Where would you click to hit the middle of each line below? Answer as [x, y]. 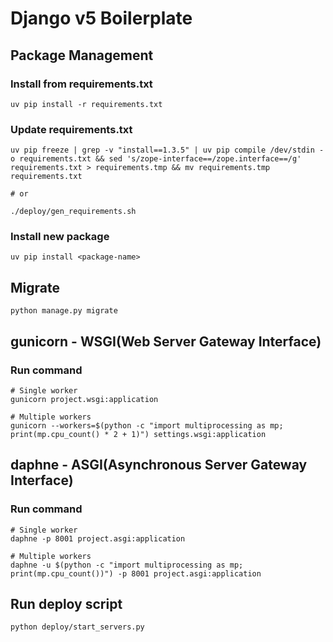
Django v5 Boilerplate [101, 18]
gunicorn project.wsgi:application [84, 399]
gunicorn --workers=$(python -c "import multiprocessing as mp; [147, 425]
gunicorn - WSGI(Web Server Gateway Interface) [166, 341]
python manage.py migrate [64, 311]
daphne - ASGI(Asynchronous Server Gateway [159, 465]
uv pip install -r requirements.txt [86, 104]
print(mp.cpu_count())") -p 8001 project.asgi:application [136, 573]
